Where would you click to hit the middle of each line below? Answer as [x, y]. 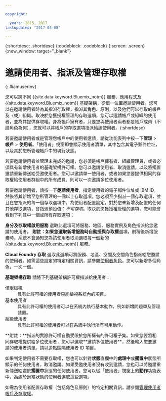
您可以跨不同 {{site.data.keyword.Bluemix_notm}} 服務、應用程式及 [73, 97]
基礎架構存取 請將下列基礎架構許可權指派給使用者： [58, 277]
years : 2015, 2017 [29, 23]
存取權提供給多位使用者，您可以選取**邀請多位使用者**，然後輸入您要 [81, 342]
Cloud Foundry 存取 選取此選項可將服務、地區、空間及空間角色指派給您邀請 [82, 255]
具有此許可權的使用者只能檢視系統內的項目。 [63, 294]
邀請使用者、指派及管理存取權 [66, 73]
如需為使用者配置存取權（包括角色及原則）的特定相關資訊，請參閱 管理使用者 [83, 387]
